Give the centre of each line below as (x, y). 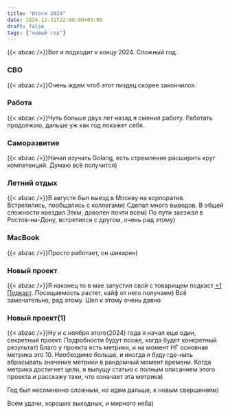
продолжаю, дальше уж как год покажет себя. (76, 125)
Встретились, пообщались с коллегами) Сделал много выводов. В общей (115, 205)
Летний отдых (32, 183)
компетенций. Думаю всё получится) (62, 165)
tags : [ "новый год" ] (37, 33)
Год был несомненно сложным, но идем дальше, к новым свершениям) (113, 390)
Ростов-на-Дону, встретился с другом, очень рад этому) (91, 220)
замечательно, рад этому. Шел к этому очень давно (84, 301)
